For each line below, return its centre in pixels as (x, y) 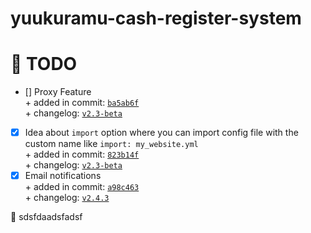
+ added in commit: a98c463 (82, 187)
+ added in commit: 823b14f (82, 154)
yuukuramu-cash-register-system (156, 18)
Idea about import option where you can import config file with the (161, 133)
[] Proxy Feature (58, 92)
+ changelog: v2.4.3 (67, 198)
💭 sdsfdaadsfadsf (46, 217)
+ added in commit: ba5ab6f (82, 103)
